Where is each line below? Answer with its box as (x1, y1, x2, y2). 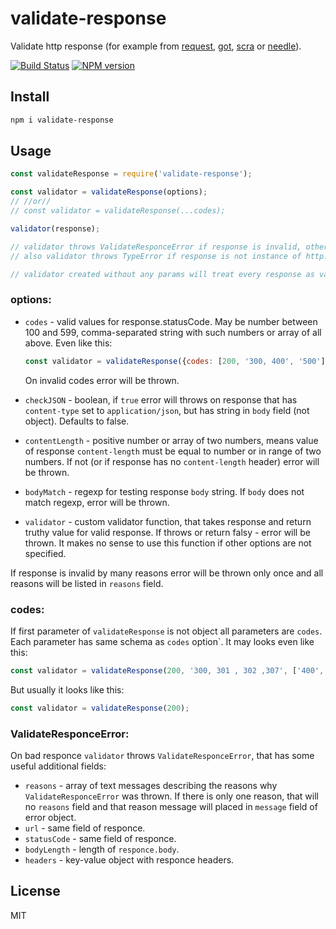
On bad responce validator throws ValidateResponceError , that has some (10, 749, 315, 761)
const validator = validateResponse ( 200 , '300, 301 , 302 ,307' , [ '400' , (10, 665, 325, 676)
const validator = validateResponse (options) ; (10, 187, 208, 197)
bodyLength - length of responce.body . (24, 843, 180, 855)
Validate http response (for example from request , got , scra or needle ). (10, 40, 302, 52)
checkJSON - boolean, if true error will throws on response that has (24, 393, 298, 406)
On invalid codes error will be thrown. (24, 374, 180, 386)
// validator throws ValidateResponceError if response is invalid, (10, 242, 302, 252)
